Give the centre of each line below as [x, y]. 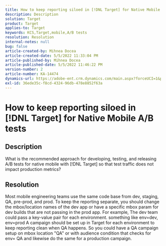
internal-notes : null [27, 42]
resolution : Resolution [30, 38]
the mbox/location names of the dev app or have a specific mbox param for [82, 207]
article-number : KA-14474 [32, 74]
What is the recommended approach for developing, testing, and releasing [81, 159]
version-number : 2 [24, 70]
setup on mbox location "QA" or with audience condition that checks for [78, 233]
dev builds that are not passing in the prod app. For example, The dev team [82, 212]
